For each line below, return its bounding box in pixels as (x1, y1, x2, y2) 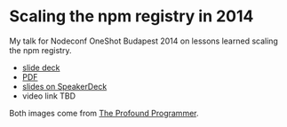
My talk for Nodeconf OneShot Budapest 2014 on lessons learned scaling (9, 36, 278, 46)
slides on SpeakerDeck (21, 81, 108, 91)
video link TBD (21, 91, 76, 101)
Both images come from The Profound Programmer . (9, 107, 199, 118)
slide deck (21, 62, 60, 73)
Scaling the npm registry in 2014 (9, 6, 254, 27)
